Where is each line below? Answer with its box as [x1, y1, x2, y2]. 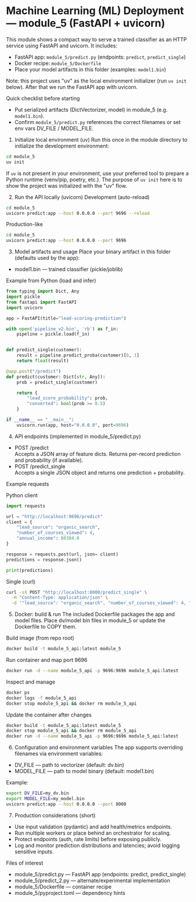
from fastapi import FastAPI [6, 299, 77, 305]
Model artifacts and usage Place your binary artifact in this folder [14, 248, 171, 255]
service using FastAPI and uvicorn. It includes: [6, 42, 118, 49]
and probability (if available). [14, 457, 83, 464]
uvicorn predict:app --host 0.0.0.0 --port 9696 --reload [6, 210, 150, 216]
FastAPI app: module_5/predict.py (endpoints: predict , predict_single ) [14, 53, 186, 60]
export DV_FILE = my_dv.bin [6, 790, 69, 797]
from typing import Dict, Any [6, 289, 80, 294]
